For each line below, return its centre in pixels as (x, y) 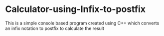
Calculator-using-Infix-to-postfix (76, 9)
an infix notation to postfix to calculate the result (55, 28)
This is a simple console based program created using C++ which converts (82, 23)
